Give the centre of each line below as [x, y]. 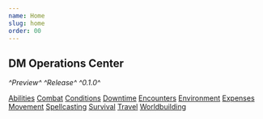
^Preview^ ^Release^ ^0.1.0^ [55, 83]
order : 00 [25, 31]
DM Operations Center [66, 63]
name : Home [27, 16]
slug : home [27, 23]
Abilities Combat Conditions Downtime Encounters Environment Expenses [131, 98]
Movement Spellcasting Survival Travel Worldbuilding [98, 107]
